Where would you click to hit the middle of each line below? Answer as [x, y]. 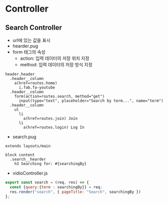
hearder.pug [25, 46]
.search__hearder [28, 159]
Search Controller [34, 28]
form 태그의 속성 [29, 52]
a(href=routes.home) [36, 83]
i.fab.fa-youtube [37, 88]
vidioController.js [30, 173]
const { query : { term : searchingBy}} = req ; [56, 187]
